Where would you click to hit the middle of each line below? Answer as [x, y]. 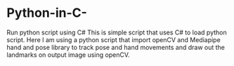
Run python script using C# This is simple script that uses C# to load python [117, 32]
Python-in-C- [47, 13]
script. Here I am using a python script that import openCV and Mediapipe [113, 39]
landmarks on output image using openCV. [68, 55]
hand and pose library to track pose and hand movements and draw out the [116, 47]
